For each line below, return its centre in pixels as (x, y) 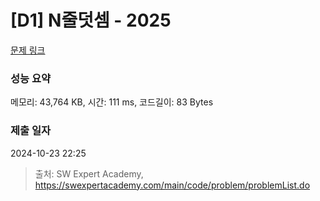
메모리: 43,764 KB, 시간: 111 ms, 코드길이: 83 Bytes (112, 102)
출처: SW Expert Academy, (89, 173)
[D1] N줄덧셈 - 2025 (91, 20)
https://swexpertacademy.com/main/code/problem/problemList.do (172, 185)
